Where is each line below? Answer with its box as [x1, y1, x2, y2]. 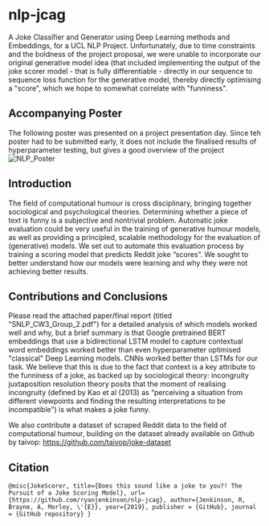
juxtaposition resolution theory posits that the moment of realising [8, 379, 226, 389]
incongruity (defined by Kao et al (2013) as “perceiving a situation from [8, 388, 243, 398]
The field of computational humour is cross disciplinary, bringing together [8, 198, 252, 208]
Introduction [8, 177, 72, 190]
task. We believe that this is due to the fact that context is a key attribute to [8, 362, 255, 372]
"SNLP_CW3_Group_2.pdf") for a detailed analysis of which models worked [8, 320, 258, 329]
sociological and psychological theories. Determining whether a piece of [8, 206, 248, 216]
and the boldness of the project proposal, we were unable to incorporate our [8, 49, 261, 59]
